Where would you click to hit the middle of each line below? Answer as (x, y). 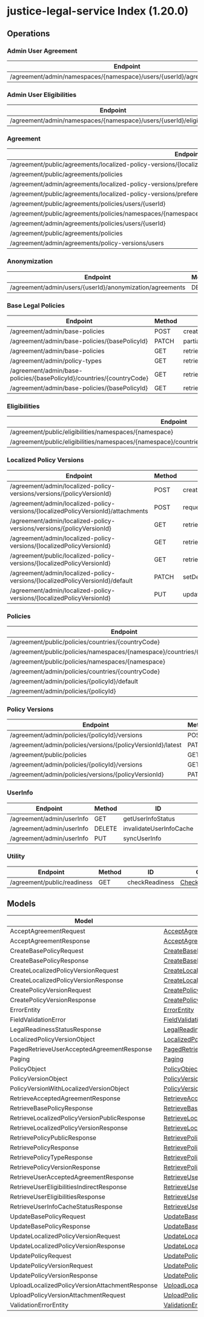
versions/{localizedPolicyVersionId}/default (71, 581)
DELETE (106, 828)
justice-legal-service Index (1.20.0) (98, 11)
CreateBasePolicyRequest (47, 951)
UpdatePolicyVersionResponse (54, 1275)
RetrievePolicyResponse (44, 1147)
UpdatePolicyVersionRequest (51, 1266)
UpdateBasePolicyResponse (50, 1226)
